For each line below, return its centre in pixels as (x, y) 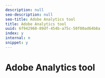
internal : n (18, 38)
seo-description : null (29, 15)
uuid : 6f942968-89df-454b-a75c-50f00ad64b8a (53, 29)
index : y (14, 33)
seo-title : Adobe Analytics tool (40, 19)
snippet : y (17, 43)
